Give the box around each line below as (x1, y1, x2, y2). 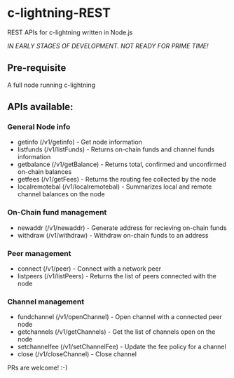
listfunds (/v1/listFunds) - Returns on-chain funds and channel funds (17, 145, 215, 154)
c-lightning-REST (7, 5, 111, 21)
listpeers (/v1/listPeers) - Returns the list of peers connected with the (17, 272, 217, 281)
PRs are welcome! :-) (7, 363, 68, 372)
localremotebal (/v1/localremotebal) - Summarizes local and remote (17, 182, 212, 191)
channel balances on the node (17, 190, 105, 198)
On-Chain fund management (7, 208, 107, 217)
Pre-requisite (7, 62, 67, 74)
